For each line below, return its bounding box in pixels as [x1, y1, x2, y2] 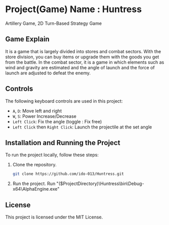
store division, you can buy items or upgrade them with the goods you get [5, 54, 159, 60]
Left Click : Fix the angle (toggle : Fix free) [12, 118, 102, 124]
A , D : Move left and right [12, 108, 62, 114]
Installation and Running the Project [5, 138, 120, 147]
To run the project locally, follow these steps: [5, 152, 99, 158]
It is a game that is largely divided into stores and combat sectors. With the [5, 48, 161, 54]
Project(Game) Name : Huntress [5, 4, 142, 15]
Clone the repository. [12, 162, 57, 168]
